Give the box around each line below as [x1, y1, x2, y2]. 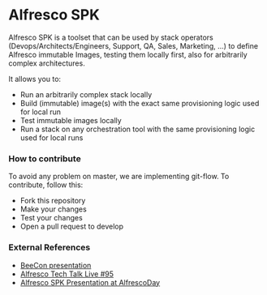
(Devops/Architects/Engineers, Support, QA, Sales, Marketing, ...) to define [8, 41, 258, 50]
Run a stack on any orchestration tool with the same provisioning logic [19, 124, 256, 134]
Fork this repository [19, 196, 86, 206]
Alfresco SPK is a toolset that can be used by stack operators [8, 32, 213, 42]
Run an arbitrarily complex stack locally [19, 89, 153, 99]
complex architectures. [8, 58, 85, 68]
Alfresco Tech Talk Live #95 [19, 269, 114, 279]
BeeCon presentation [19, 260, 92, 270]
